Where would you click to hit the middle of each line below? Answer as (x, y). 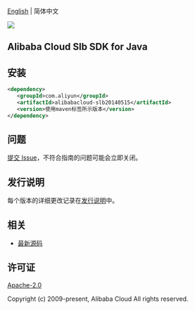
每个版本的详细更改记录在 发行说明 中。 (63, 201)
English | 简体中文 (33, 11)
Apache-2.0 (25, 285)
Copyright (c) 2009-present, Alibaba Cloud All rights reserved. (98, 299)
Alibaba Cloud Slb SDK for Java (77, 47)
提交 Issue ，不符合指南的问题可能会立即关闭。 (75, 157)
